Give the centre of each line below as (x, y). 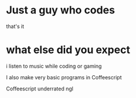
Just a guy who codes (61, 10)
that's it (15, 26)
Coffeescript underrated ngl (40, 89)
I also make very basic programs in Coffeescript (64, 77)
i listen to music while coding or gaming (54, 66)
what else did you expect (68, 50)
